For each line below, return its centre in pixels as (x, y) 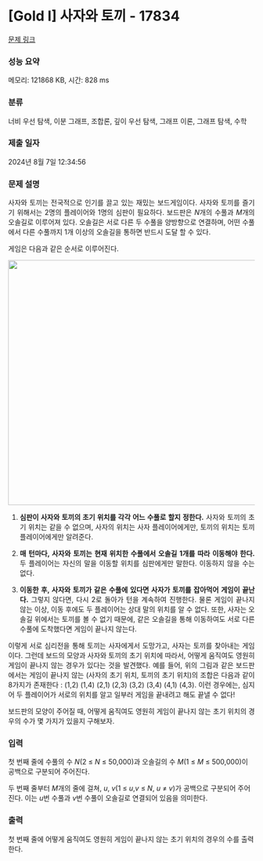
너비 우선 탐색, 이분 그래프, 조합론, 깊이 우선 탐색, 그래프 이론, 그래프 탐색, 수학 (128, 121)
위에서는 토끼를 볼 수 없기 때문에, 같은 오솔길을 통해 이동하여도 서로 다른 (144, 619)
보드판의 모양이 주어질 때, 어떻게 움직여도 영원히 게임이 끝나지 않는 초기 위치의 (128, 711)
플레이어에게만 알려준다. (56, 537)
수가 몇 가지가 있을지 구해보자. (68, 721)
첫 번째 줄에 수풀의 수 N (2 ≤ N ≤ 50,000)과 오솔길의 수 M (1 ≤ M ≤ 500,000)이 (128, 762)
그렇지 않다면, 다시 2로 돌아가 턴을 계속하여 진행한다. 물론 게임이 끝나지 (143, 600)
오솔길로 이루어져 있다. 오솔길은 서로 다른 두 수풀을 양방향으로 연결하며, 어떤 (124, 222)
